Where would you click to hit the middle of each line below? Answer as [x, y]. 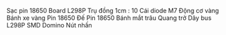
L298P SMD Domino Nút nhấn [50, 25]
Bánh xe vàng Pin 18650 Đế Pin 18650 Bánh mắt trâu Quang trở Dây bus [109, 18]
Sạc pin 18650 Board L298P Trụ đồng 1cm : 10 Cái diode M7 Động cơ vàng [113, 11]
